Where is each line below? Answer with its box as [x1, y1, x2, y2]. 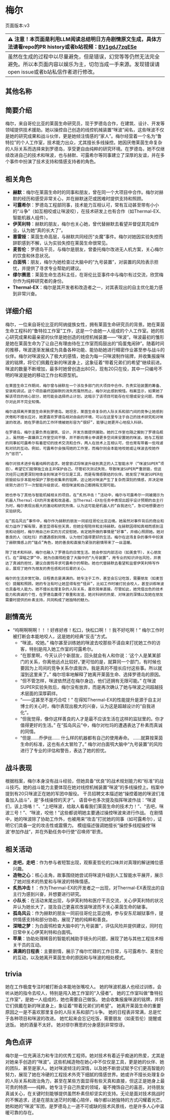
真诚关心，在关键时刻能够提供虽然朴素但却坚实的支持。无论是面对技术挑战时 [5, 1090, 165, 1096]
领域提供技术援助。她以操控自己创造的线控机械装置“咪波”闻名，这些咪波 [5, 127, 156, 133]
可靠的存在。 [9, 1109, 36, 1115]
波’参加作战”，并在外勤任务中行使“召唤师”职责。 [5, 829, 106, 835]
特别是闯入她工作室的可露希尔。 [29, 646, 96, 652]
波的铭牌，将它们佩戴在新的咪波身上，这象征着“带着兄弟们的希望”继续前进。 [5, 359, 164, 365]
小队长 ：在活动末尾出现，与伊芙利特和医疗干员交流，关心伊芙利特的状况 [12, 897, 163, 903]
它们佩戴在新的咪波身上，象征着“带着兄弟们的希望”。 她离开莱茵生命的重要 [5, 1003, 161, 1009]
